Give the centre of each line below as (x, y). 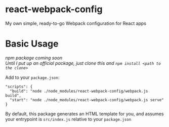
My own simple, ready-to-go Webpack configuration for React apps (76, 23)
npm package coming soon (34, 58)
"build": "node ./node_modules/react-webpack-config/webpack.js (79, 91)
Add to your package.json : (32, 77)
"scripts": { (19, 87)
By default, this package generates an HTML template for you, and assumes (85, 114)
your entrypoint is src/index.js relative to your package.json (68, 119)
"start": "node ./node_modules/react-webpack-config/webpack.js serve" (87, 100)
